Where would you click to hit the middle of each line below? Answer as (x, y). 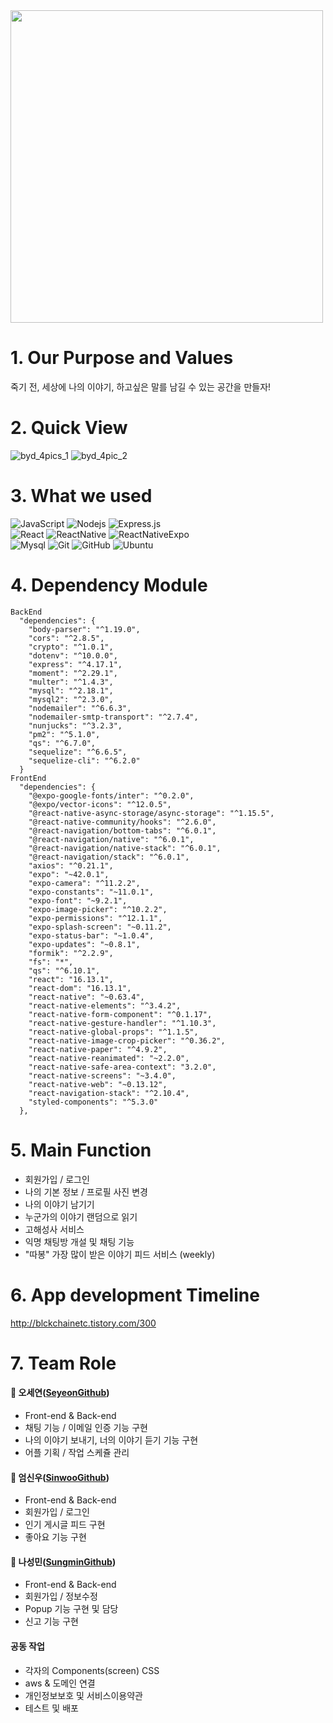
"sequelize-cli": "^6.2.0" (84, 760)
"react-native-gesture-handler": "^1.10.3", (122, 1023)
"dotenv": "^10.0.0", (73, 655)
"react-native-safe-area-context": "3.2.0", (122, 1067)
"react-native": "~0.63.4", (86, 997)
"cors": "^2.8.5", (66, 638)
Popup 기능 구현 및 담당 (71, 1609)
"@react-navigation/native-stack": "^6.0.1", (125, 848)
